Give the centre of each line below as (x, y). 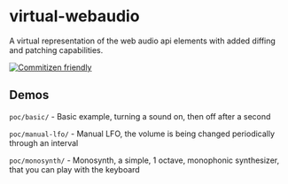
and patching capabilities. (56, 50)
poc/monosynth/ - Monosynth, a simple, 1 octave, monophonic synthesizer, (144, 160)
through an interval (44, 142)
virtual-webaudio (74, 16)
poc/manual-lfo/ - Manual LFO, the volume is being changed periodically (142, 134)
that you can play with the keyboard (74, 169)
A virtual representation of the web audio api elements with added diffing (143, 41)
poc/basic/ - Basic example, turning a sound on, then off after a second (140, 116)
